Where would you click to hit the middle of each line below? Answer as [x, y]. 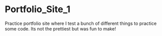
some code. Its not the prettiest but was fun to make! [60, 28]
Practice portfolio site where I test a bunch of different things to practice [81, 23]
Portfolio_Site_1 [38, 9]
